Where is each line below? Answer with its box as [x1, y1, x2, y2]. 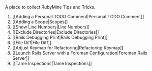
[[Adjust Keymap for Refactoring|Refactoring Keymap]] [12, 45, 123, 50]
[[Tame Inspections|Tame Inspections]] [12, 61, 92, 66]
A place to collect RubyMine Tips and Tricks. [5, 4, 96, 10]
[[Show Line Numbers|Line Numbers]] [12, 24, 90, 30]
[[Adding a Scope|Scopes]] [12, 19, 68, 24]
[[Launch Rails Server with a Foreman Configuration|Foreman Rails [12, 50, 148, 56]
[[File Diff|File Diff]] [12, 40, 52, 46]
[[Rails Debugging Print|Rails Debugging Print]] [12, 34, 108, 40]
